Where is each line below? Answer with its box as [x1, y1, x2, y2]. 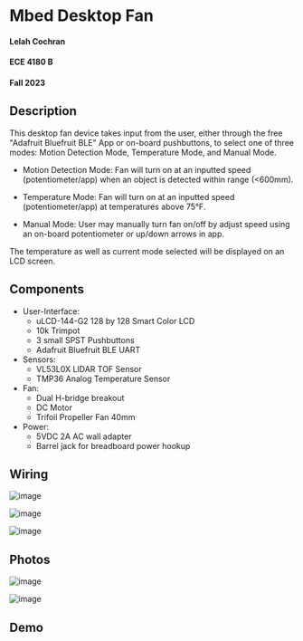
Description [9, 103, 77, 119]
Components [9, 282, 84, 297]
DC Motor [35, 402, 73, 413]
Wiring [9, 466, 49, 482]
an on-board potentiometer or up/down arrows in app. [22, 228, 224, 239]
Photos [9, 551, 51, 567]
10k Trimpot [35, 325, 80, 336]
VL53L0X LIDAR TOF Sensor [35, 363, 142, 374]
